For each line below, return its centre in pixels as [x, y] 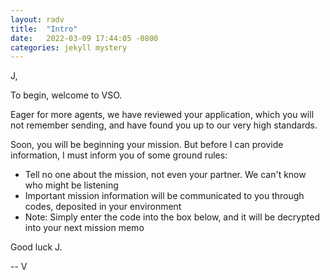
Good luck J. [36, 247]
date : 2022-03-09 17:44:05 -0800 [84, 38]
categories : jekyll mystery [69, 47]
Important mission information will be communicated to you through [164, 196]
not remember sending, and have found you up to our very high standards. [164, 125]
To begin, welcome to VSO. [66, 95]
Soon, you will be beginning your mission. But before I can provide [147, 145]
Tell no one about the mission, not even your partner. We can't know [165, 175]
